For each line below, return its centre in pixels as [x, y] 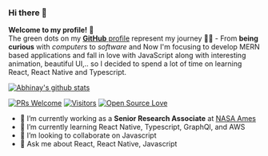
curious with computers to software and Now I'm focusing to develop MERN [134, 47]
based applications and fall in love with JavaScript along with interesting [127, 56]
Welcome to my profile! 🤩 [51, 30]
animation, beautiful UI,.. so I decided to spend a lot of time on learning [125, 64]
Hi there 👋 [28, 13]
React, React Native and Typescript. [67, 72]
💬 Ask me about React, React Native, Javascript [98, 144]
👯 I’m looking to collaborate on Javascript [88, 135]
